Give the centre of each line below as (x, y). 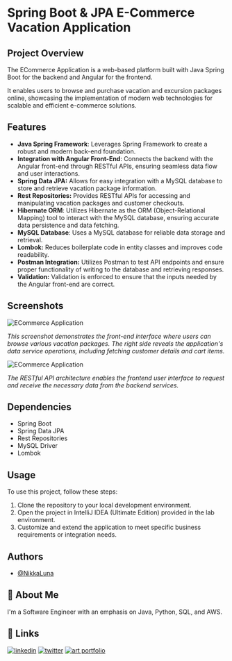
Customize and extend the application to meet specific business (109, 527)
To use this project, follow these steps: (63, 492)
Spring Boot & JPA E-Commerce (101, 13)
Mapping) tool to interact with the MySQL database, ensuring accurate (118, 217)
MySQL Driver (37, 446)
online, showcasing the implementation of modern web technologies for (110, 98)
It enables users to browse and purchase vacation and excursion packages (115, 91)
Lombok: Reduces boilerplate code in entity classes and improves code (120, 247)
